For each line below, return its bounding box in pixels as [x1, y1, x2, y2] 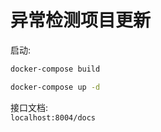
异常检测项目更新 [10, 9, 152, 32]
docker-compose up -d [10, 82, 101, 92]
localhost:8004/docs [10, 112, 97, 123]
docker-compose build [10, 64, 101, 74]
